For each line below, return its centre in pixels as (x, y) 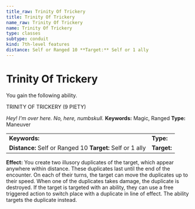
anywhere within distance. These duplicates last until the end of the (88, 168)
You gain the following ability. (42, 95)
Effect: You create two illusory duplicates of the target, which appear (90, 162)
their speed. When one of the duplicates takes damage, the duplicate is (93, 181)
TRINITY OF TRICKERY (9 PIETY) (46, 107)
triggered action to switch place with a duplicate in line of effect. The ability (97, 193)
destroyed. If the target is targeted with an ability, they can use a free (90, 187)
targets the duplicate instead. (42, 200)
